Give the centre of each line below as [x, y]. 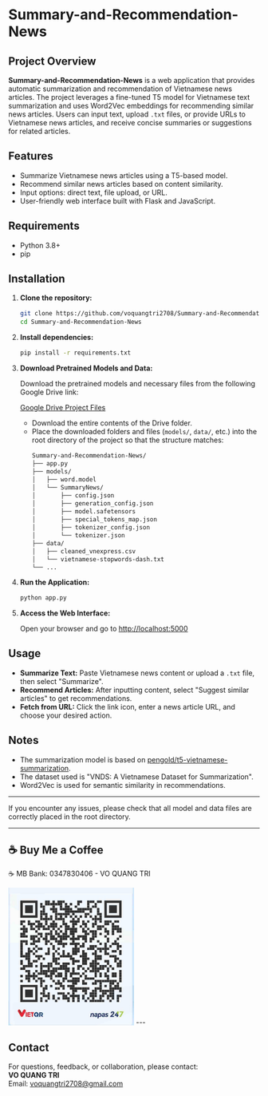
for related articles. [39, 131]
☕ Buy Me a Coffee [56, 850]
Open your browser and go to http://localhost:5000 [104, 628]
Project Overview [52, 61]
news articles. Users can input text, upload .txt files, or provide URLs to [127, 114]
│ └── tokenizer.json [78, 536]
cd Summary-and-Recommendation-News [81, 322]
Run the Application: [55, 582]
